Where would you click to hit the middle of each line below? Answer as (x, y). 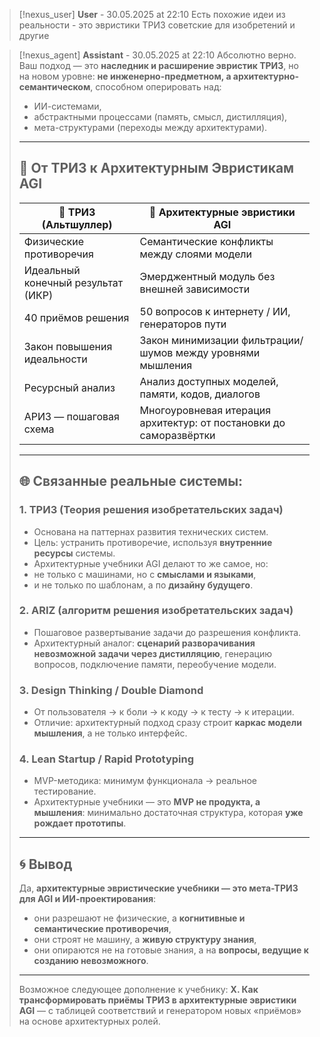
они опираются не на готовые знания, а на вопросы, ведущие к (171, 950)
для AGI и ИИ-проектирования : (87, 899)
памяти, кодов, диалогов (200, 394)
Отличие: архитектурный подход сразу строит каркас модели (167, 723)
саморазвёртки (177, 435)
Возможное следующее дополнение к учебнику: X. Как (138, 990)
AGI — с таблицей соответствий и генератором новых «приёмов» (160, 1011)
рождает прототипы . (80, 823)
